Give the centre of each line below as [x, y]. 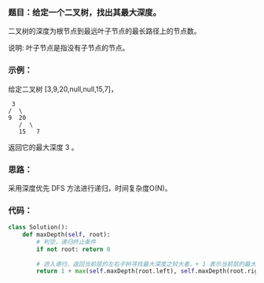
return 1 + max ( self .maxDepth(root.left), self [115, 271]
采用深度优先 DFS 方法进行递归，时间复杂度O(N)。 [90, 188]
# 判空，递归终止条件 [66, 242]
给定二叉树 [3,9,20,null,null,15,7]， [63, 89]
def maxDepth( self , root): [66, 235]
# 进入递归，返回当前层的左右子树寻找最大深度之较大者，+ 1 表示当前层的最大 [147, 264]
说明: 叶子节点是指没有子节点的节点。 [69, 48]
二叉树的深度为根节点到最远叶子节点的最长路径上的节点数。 [104, 31]
